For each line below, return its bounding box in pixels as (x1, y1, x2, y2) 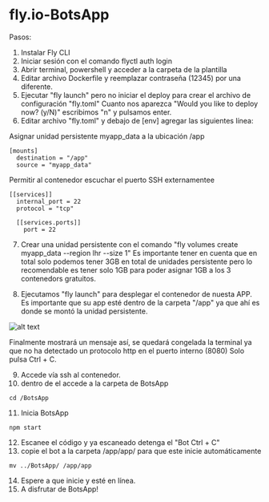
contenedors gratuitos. (20, 273, 97, 283)
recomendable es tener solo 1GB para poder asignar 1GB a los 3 (20, 265, 231, 274)
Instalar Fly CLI (20, 47, 70, 57)
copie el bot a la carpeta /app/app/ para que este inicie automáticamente (20, 446, 262, 455)
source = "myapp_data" (16, 160, 92, 169)
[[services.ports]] (16, 218, 82, 226)
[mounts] (9, 147, 38, 155)
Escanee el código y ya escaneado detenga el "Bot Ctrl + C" (20, 437, 220, 447)
